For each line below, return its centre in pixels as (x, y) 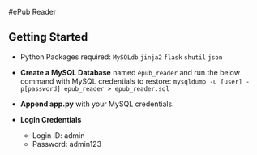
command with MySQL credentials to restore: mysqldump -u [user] (131, 81)
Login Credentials (51, 119)
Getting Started (48, 37)
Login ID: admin (58, 135)
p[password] (40, 88)
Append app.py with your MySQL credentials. (97, 104)
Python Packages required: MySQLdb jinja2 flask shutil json (121, 57)
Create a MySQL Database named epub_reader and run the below (130, 72)
